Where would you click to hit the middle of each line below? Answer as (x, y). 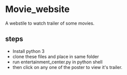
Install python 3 (28, 51)
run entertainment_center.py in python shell (57, 62)
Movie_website (37, 9)
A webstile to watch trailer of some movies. (50, 23)
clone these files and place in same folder (56, 56)
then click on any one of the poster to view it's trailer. (68, 67)
